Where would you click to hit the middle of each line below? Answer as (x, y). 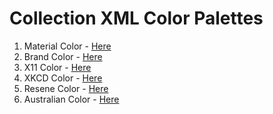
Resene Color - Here (66, 88)
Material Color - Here (67, 46)
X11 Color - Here (57, 67)
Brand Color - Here (63, 56)
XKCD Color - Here (63, 78)
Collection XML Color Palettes (136, 18)
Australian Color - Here (71, 99)
